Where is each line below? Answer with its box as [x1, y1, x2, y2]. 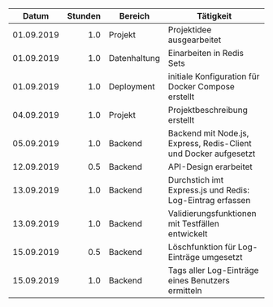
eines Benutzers [167, 275, 230, 286]
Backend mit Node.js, [167, 128, 249, 139]
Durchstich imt [167, 175, 224, 185]
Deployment [108, 81, 156, 92]
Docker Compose [167, 81, 236, 92]
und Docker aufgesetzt [167, 148, 256, 159]
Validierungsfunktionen [167, 208, 258, 218]
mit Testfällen [167, 218, 219, 229]
